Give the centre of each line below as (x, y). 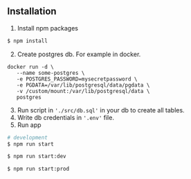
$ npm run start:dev (37, 156)
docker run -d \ (30, 67)
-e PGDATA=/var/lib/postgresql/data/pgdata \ (83, 85)
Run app (29, 125)
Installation (32, 11)
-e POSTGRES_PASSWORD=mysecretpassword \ (77, 79)
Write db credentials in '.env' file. (65, 117)
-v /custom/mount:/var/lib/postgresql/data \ (83, 91)
